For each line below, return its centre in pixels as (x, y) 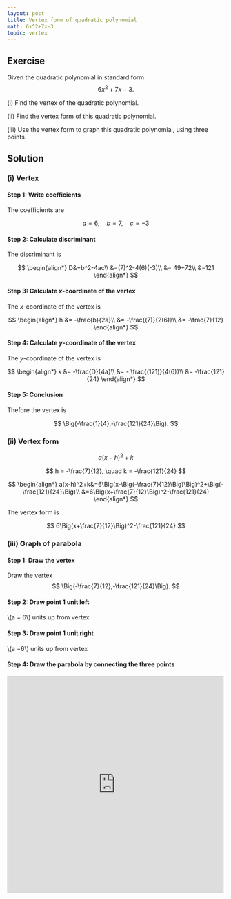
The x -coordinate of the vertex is (54, 306)
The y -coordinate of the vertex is (54, 358)
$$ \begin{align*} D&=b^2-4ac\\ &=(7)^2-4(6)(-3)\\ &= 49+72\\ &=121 (116, 268)
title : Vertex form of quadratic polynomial (72, 20)
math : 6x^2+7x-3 (30, 26)
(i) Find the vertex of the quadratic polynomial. (73, 103)
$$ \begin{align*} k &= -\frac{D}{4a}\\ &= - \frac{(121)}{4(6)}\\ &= (100, 371)
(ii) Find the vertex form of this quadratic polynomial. (82, 116)
